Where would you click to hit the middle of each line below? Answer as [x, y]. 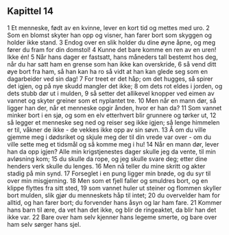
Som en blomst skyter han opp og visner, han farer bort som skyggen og [110, 35]
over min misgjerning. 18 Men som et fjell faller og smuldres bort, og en [108, 180]
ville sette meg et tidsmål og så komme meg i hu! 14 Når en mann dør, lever [113, 144]
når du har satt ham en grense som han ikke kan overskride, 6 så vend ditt [112, 64]
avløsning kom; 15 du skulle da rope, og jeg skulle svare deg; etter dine [107, 159]
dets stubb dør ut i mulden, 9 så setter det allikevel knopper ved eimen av [111, 93]
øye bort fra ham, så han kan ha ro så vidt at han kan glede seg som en [107, 71]
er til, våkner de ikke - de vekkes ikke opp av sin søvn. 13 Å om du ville [107, 129]
